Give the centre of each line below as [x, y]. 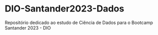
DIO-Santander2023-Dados [65, 9]
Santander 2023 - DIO [28, 27]
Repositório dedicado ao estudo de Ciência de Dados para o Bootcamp [79, 22]
